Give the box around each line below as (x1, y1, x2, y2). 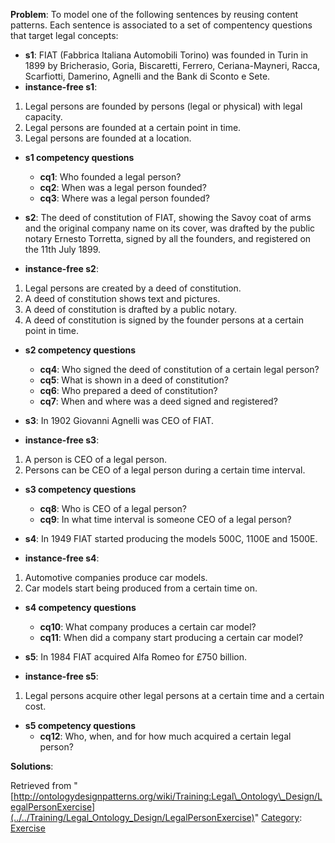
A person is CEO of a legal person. (24, 454, 168, 465)
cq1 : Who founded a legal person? (39, 171, 182, 183)
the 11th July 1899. (24, 244, 102, 255)
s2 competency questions (24, 344, 137, 356)
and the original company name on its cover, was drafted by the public (24, 222, 316, 234)
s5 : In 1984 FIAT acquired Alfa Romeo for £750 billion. (24, 651, 247, 663)
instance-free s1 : (24, 81, 98, 93)
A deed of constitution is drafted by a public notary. (24, 304, 238, 315)
